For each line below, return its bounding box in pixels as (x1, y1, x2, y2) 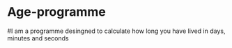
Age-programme (7, 4, 107, 20)
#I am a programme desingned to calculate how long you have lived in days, (7, 27, 226, 35)
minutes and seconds (7, 34, 69, 42)
